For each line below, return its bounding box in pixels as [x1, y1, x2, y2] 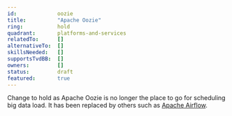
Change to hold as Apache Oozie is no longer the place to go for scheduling [7, 94, 226, 102]
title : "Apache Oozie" [7, 17, 101, 24]
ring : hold [7, 23, 71, 30]
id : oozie [7, 10, 73, 17]
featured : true [7, 74, 71, 82]
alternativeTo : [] [7, 42, 64, 49]
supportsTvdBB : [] [7, 56, 64, 63]
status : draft [7, 68, 73, 75]
